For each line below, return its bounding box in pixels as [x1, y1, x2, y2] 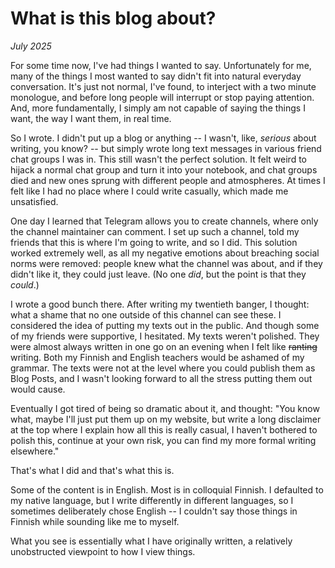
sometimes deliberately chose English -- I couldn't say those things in [10, 505, 298, 517]
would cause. [10, 383, 66, 395]
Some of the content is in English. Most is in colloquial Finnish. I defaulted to [10, 483, 324, 496]
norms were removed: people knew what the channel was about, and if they [10, 257, 323, 269]
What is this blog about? [10, 7, 217, 30]
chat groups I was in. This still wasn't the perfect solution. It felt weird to [10, 153, 307, 165]
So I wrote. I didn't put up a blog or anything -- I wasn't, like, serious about [10, 132, 317, 144]
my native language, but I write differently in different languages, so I [10, 494, 294, 506]
